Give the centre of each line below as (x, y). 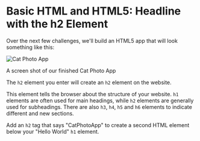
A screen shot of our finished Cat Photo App (61, 70)
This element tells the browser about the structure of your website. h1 (92, 94)
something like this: (30, 47)
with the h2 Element (57, 24)
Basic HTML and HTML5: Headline (94, 11)
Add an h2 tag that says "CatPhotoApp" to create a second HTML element (98, 125)
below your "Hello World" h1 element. (53, 131)
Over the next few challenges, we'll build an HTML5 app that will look (92, 41)
